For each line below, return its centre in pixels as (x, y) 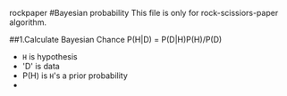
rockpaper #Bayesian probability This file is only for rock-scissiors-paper (144, 13)
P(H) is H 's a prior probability (75, 76)
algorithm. (28, 22)
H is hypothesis (50, 56)
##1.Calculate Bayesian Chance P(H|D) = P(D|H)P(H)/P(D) (116, 40)
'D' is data (41, 66)
